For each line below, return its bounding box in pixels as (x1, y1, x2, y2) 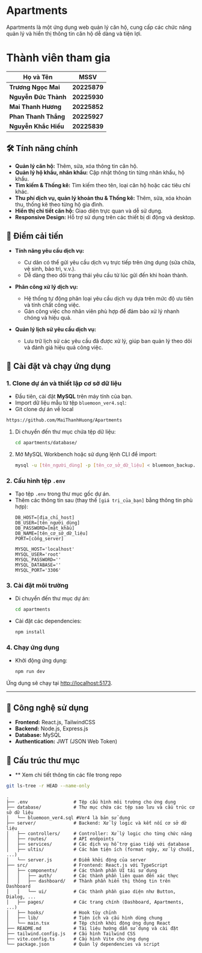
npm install (14, 629, 45, 635)
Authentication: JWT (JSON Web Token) (14, 738, 118, 745)
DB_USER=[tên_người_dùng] (14, 520, 80, 526)
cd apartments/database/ (14, 440, 78, 446)
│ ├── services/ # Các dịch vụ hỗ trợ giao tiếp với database (6, 841, 189, 847)
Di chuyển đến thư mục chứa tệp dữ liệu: (14, 428, 116, 435)
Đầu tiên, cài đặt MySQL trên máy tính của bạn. (14, 393, 133, 400)
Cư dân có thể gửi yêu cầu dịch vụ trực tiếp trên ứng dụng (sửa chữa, (23, 258, 196, 265)
